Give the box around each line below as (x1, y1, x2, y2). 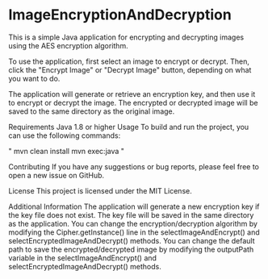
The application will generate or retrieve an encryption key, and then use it (8, 89, 256, 98)
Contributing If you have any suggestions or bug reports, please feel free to (8, 161, 260, 171)
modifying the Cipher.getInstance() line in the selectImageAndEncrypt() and (8, 227, 260, 237)
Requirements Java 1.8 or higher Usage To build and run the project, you (8, 122, 249, 131)
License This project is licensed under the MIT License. (8, 185, 192, 195)
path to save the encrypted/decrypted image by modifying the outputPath (8, 244, 254, 254)
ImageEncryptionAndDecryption (8, 6, 232, 24)
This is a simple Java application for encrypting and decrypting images (8, 32, 245, 42)
